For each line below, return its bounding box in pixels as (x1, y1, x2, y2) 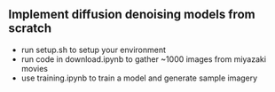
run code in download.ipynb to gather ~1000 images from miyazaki (20, 53, 267, 65)
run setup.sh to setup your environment (20, 44, 166, 55)
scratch (8, 21, 52, 36)
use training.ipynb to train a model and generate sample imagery (20, 73, 258, 83)
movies (20, 63, 48, 73)
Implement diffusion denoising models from (8, 7, 255, 22)
